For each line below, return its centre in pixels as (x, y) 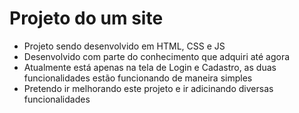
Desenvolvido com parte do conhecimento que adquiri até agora (157, 56)
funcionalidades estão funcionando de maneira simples (138, 78)
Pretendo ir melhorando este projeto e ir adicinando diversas (148, 88)
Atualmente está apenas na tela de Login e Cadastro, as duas (150, 67)
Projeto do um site (86, 18)
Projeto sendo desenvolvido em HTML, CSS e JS (124, 46)
